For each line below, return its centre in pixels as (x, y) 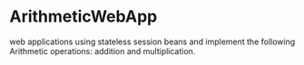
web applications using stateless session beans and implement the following (152, 42)
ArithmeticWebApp (83, 17)
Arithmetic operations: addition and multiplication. (103, 51)
